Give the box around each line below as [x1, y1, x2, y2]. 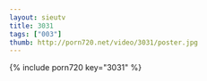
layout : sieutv [9, 12, 66, 22]
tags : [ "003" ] [9, 29, 63, 38]
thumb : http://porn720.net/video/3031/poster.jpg [9, 37, 199, 47]
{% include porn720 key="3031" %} [9, 62, 142, 73]
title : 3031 [9, 21, 54, 30]
